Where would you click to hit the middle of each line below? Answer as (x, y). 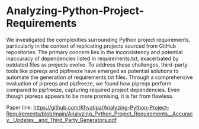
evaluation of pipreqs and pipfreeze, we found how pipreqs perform (89, 83)
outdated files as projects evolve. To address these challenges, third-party (97, 64)
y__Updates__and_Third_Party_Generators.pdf (62, 120)
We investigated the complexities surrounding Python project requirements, (98, 39)
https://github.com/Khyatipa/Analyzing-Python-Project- (101, 107)
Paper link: (19, 107)
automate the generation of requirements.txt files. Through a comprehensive (100, 77)
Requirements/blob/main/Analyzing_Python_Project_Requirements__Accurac (99, 114)
